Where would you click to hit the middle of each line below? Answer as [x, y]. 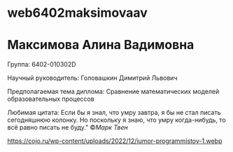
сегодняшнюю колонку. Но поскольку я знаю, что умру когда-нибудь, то [116, 120]
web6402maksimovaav [78, 13]
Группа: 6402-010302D [42, 64]
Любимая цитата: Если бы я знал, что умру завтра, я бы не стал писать [114, 113]
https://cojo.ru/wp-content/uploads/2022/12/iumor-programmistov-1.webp [115, 141]
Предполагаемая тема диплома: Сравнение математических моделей [113, 92]
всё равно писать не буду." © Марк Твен [68, 127]
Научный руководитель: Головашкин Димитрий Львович [92, 78]
